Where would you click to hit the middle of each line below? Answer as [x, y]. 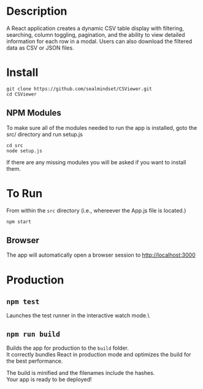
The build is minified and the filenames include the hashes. [81, 373]
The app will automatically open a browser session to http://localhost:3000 [101, 255]
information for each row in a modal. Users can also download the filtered [99, 41]
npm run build [33, 334]
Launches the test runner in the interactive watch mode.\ [78, 315]
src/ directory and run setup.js [44, 134]
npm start [19, 222]
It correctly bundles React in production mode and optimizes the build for [99, 355]
